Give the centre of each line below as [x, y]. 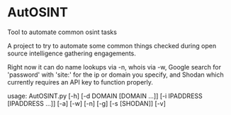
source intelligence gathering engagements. [72, 53]
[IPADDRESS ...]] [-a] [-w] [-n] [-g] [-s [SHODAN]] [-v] [87, 103]
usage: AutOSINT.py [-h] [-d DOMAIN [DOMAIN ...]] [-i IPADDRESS [105, 96]
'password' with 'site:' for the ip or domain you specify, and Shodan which [116, 75]
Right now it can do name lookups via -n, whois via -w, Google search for [114, 67]
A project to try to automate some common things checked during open [112, 45]
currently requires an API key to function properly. [80, 82]
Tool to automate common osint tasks [62, 32]
